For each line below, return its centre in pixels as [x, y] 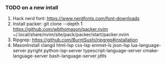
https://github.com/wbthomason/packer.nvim [60, 29]
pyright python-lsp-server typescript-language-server [85, 51]
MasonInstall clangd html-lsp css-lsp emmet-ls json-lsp [71, 45]
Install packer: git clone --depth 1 [48, 24]
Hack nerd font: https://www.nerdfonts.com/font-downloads [76, 19]
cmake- [151, 51]
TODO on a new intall [32, 8]
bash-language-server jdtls [78, 56]
